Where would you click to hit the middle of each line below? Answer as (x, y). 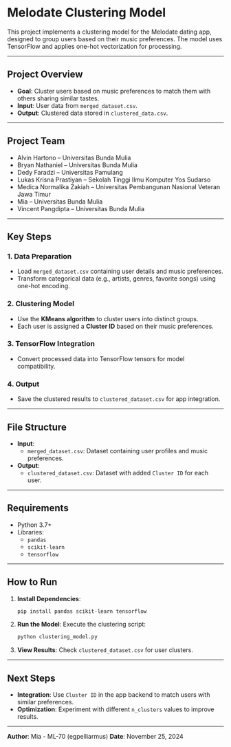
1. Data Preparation (40, 256)
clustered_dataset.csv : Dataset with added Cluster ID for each (118, 473)
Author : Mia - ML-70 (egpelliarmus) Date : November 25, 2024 (95, 737)
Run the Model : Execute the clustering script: (81, 625)
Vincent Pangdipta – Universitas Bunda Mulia (81, 208)
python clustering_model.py (57, 637)
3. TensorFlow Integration (51, 344)
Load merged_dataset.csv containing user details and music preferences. (120, 271)
